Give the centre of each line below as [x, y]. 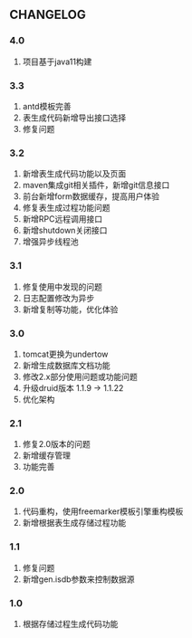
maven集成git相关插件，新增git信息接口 [96, 186]
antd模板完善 [47, 106]
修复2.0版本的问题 [56, 444]
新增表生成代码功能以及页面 [74, 174]
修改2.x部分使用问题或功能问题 [80, 376]
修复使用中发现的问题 [62, 286]
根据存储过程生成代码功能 [70, 624]
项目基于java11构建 [57, 62]
